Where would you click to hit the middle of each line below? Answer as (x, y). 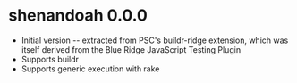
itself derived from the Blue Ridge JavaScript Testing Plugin (131, 49)
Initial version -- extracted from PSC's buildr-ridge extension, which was (155, 40)
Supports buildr (50, 59)
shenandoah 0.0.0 (78, 16)
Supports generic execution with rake (90, 69)
